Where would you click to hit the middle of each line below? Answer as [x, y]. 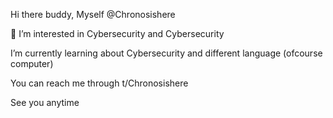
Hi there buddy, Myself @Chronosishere [93, 14]
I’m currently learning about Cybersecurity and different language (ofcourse [166, 53]
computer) [32, 63]
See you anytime [45, 102]
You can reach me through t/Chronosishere [99, 83]
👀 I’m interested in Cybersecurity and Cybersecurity [117, 33]
